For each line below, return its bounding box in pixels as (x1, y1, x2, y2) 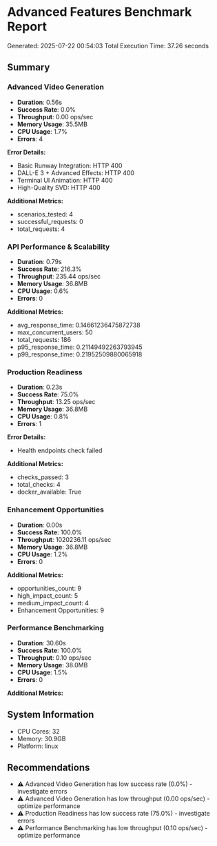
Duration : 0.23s (17, 383, 63, 392)
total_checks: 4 (17, 481, 61, 489)
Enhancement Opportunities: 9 (17, 606, 105, 614)
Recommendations (7, 762, 90, 774)
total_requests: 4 (17, 225, 65, 233)
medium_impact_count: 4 (17, 598, 90, 607)
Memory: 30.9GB (17, 734, 66, 743)
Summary (7, 61, 50, 73)
